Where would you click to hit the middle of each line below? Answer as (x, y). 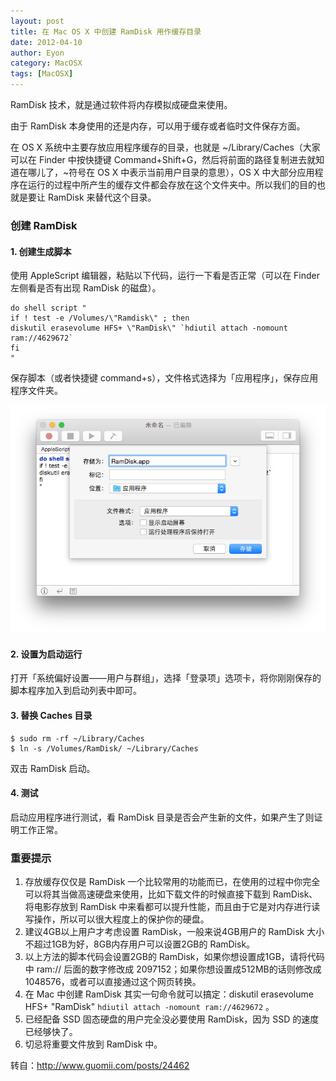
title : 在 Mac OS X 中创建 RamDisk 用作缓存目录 (106, 31)
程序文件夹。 (36, 391)
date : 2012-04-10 (46, 42)
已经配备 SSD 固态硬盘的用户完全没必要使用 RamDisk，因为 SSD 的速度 (172, 1019)
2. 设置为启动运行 (46, 654)
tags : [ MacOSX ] (42, 74)
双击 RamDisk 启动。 (53, 768)
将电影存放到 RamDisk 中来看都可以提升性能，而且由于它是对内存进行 (168, 907)
